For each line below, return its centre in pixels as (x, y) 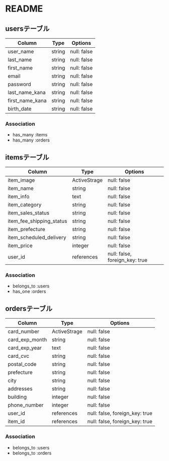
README (24, 9)
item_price (20, 246)
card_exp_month (27, 340)
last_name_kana (27, 92)
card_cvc (18, 356)
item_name (21, 188)
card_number (23, 332)
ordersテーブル (29, 308)
